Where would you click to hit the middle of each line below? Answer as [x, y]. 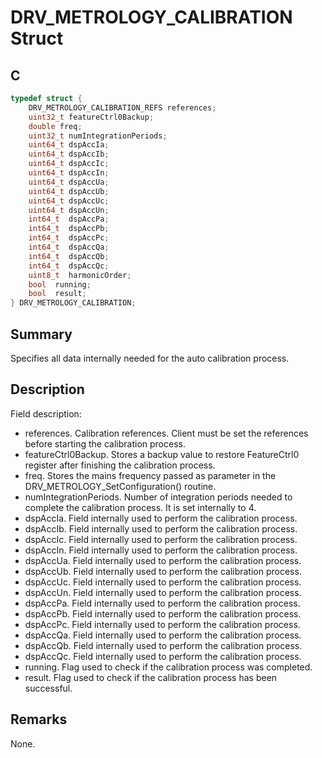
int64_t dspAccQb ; [69, 256]
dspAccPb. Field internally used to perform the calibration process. [163, 613]
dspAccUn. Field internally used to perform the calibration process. [163, 592]
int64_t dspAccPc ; [69, 238]
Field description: [46, 413]
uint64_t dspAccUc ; [69, 201]
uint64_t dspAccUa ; [69, 182]
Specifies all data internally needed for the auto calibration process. [150, 358]
